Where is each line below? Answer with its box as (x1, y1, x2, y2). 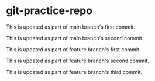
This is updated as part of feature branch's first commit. (6, 45, 141, 53)
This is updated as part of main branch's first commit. (6, 23, 136, 30)
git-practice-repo (6, 4, 92, 17)
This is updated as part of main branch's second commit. (6, 34, 144, 41)
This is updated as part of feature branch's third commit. (6, 68, 142, 75)
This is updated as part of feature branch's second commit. (6, 57, 149, 64)
